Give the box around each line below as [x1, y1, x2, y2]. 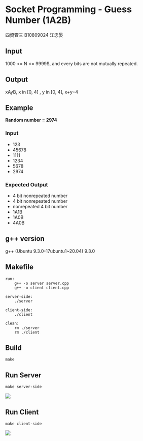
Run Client [5, 407, 39, 416]
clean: [5, 321, 19, 326]
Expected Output [5, 181, 48, 188]
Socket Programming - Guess [5, 4, 132, 15]
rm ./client [14, 329, 40, 335]
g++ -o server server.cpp [14, 281, 69, 286]
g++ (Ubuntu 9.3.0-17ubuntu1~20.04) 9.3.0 [5, 248, 95, 254]
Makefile [5, 263, 34, 271]
